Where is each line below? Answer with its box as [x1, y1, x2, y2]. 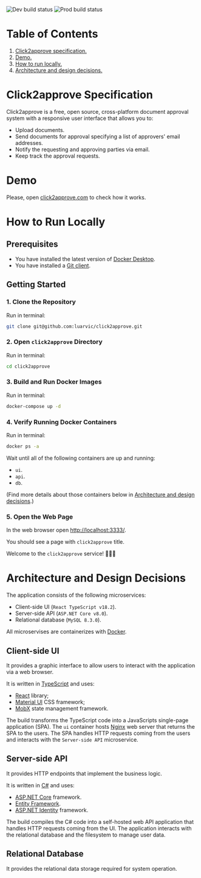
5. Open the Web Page [6, 512, 73, 521]
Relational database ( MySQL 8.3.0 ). [15, 616, 101, 623]
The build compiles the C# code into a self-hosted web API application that [6, 818, 194, 825]
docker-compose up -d [6, 403, 61, 409]
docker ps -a [6, 443, 39, 450]
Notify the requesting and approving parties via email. [15, 146, 150, 153]
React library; [15, 692, 49, 699]
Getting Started [6, 279, 66, 290]
